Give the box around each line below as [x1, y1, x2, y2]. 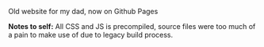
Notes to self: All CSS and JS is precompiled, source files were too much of [8, 22, 256, 31]
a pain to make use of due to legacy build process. [8, 31, 173, 39]
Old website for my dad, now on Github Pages [8, 7, 159, 16]
